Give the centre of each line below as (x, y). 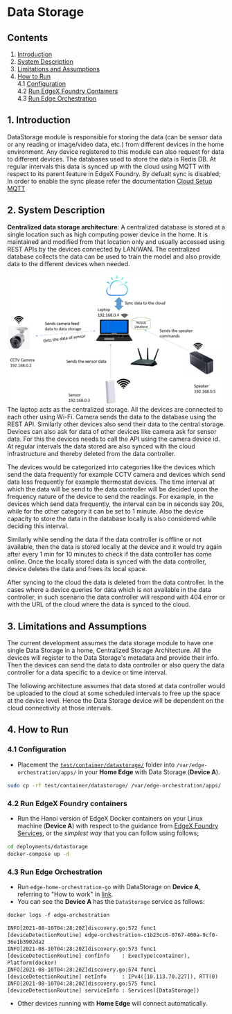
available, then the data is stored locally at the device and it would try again (115, 547)
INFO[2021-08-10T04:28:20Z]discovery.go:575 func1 (82, 984)
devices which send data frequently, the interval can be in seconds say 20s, (116, 504)
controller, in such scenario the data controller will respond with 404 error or (116, 597)
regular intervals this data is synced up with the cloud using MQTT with (109, 166)
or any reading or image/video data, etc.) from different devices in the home (116, 144)
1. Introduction (39, 120)
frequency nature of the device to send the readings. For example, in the (110, 497)
